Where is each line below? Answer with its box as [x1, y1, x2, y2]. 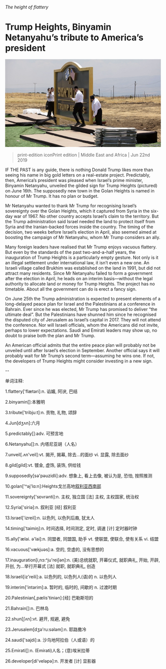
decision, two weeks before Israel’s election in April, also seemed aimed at [5, 229, 157, 235]
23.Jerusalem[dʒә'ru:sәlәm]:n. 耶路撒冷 [5, 626, 86, 632]
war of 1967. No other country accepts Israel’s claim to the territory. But [14, 213, 159, 219]
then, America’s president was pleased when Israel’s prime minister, [5, 178, 143, 183]
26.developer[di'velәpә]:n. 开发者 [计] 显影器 [5, 658, 96, 664]
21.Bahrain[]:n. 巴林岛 [5, 606, 49, 611]
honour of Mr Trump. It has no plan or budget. [5, 193, 99, 199]
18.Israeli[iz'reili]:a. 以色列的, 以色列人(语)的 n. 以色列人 [5, 574, 117, 580]
